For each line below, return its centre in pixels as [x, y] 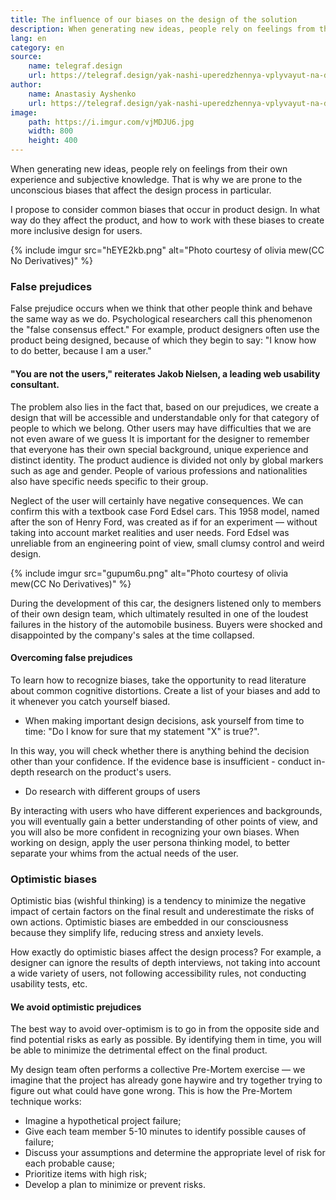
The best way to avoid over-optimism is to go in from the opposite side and [165, 1029]
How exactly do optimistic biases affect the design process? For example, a [166, 952]
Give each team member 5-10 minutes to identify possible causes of [165, 1132]
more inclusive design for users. [76, 230]
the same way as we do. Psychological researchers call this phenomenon [161, 319]
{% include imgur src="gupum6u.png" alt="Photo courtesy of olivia [149, 573]
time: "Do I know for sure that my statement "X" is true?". [142, 731]
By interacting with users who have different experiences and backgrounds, [166, 810]
